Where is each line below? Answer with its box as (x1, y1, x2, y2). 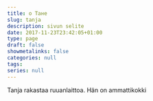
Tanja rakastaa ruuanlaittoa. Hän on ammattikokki (7, 86, 147, 94)
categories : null (7, 55, 57, 61)
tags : (7, 61, 23, 68)
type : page (7, 35, 38, 42)
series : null (7, 67, 45, 74)
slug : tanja (7, 16, 41, 23)
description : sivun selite (7, 23, 84, 29)
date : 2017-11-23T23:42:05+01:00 (7, 29, 103, 36)
